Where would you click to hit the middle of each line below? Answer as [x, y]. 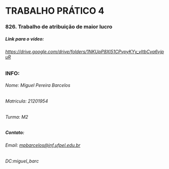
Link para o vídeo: [25, 39]
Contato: [15, 132]
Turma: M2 [17, 117]
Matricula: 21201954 [27, 101]
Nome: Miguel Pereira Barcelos [38, 85]
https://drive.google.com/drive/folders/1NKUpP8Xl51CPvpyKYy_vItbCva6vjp [84, 52]
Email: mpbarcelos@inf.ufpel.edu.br [43, 145]
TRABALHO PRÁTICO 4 [55, 11]
